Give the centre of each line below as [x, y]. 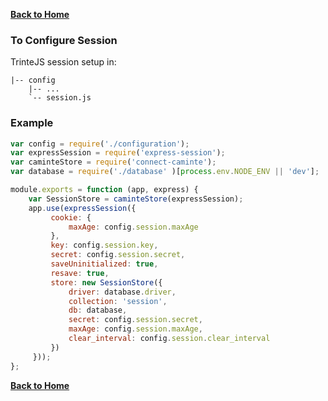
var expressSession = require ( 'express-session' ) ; [118, 153]
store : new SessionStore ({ [106, 282]
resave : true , [80, 273]
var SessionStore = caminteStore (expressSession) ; [136, 199]
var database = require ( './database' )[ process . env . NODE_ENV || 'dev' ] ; [165, 172]
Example [32, 123]
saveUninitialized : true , [104, 264]
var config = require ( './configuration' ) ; [100, 144]
